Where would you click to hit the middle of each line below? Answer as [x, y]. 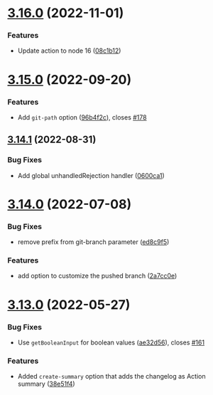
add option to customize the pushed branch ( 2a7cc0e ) [97, 276]
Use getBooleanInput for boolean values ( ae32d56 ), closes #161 [111, 342]
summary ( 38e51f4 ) [47, 384]
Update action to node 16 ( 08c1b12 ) [69, 51]
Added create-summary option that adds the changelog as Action [111, 376]
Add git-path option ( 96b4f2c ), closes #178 [82, 117]
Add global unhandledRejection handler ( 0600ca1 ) [91, 175]
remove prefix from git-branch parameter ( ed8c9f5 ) [93, 242]
